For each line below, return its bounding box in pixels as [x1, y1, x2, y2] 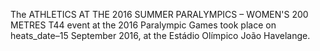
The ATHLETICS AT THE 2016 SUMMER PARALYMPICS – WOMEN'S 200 [10, 9, 309, 20]
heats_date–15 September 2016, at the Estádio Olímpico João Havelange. [10, 30, 311, 41]
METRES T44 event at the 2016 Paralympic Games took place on [10, 19, 277, 31]
